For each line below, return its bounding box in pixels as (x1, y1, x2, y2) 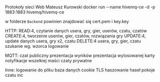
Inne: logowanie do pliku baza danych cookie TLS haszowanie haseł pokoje (5, 67, 156, 73)
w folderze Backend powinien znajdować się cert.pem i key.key (5, 19, 129, 24)
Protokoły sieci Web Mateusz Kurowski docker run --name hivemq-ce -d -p (5, 4, 156, 10)
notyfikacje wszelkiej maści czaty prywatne (5, 58, 92, 63)
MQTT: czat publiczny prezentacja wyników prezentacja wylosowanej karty (5, 53, 155, 58)
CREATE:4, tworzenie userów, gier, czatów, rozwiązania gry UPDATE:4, (5, 33, 146, 39)
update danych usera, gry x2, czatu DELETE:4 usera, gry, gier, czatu (5, 38, 141, 44)
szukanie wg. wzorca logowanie (5, 43, 69, 49)
